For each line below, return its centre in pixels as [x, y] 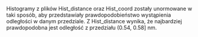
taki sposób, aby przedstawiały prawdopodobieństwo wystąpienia [89, 15]
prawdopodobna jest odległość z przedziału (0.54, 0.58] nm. [82, 27]
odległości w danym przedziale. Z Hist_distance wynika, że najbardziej [94, 21]
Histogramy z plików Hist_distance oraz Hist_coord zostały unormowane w [99, 9]
